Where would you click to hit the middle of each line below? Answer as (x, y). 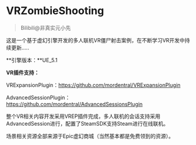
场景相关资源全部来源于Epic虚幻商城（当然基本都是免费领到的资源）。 (90, 136)
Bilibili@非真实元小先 (46, 28)
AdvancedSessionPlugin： (38, 97)
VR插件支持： (23, 72)
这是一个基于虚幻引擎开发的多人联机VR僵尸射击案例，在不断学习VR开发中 (96, 40)
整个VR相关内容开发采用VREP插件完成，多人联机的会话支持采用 (83, 116)
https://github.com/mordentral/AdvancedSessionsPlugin (74, 104)
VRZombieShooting (55, 11)
